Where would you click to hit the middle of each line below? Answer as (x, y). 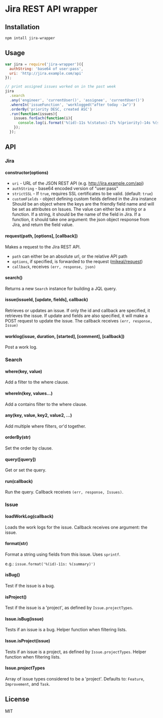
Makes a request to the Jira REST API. (43, 246)
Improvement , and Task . (28, 684)
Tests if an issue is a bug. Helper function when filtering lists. (66, 630)
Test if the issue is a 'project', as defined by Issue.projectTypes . (69, 608)
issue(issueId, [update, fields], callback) (47, 300)
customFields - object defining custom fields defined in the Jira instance (84, 199)
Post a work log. (21, 347)
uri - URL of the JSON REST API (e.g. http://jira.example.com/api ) (78, 183)
